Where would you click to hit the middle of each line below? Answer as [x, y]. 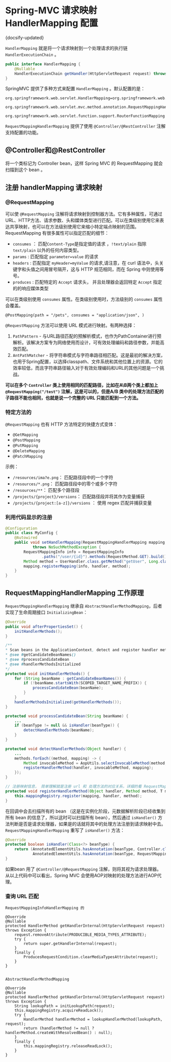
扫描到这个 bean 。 [25, 170]
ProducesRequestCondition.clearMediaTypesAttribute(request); [91, 957]
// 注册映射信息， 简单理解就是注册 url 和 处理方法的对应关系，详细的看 [74, 787]
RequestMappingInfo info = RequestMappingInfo [74, 552]
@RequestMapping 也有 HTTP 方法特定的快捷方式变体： [62, 424]
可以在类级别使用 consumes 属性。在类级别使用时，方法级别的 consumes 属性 [84, 299]
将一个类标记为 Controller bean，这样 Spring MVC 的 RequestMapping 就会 [84, 163]
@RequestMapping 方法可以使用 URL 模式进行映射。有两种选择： [71, 325]
